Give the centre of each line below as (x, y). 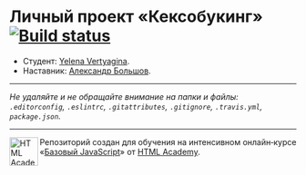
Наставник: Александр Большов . (87, 71)
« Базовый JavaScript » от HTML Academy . (120, 151)
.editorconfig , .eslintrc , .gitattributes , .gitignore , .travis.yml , (136, 106)
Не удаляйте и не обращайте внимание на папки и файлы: (124, 96)
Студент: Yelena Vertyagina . (76, 61)
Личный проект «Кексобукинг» (136, 17)
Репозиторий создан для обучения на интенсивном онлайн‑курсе (168, 141)
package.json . (35, 116)
